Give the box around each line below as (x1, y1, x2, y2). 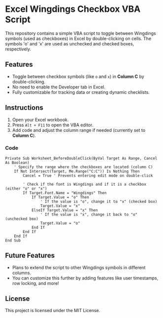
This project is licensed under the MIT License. (5, 308, 100, 314)
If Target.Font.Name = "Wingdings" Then (23, 190, 107, 196)
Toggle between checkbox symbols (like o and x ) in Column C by (12, 73, 144, 79)
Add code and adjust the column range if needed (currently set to (12, 127, 146, 133)
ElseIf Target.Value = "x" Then (31, 207, 98, 213)
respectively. (5, 46, 31, 52)
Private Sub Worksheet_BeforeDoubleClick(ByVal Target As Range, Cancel (5, 156, 158, 161)
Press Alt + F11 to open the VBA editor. (12, 122, 94, 128)
